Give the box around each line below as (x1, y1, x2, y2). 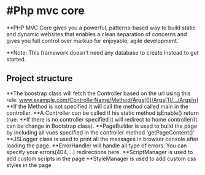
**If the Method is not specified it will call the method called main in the (6, 103, 189, 110)
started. (6, 55, 26, 63)
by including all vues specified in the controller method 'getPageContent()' (6, 128, 195, 136)
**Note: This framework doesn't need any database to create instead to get (6, 49, 199, 56)
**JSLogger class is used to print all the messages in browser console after (6, 135, 199, 142)
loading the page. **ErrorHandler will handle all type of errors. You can (6, 142, 187, 149)
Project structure (6, 73, 73, 84)
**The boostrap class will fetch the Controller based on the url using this (6, 90, 191, 97)
